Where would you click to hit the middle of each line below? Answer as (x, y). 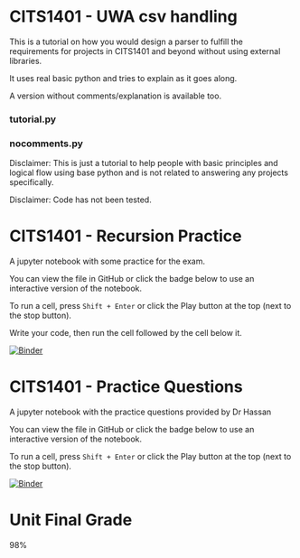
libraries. (26, 60)
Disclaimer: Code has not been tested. (80, 200)
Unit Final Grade (71, 520)
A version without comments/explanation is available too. (116, 96)
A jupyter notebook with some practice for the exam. (108, 261)
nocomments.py (47, 144)
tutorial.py (33, 119)
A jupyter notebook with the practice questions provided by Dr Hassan (141, 412)
